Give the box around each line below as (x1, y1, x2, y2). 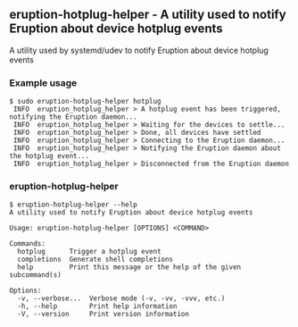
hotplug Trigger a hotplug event (17, 247, 162, 256)
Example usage (9, 76, 78, 88)
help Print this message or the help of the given (17, 263, 242, 272)
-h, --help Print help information (17, 302, 178, 311)
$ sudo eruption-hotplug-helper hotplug (9, 97, 162, 106)
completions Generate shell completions (17, 255, 174, 264)
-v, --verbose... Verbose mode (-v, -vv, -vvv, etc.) (17, 294, 226, 303)
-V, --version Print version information (17, 310, 190, 319)
